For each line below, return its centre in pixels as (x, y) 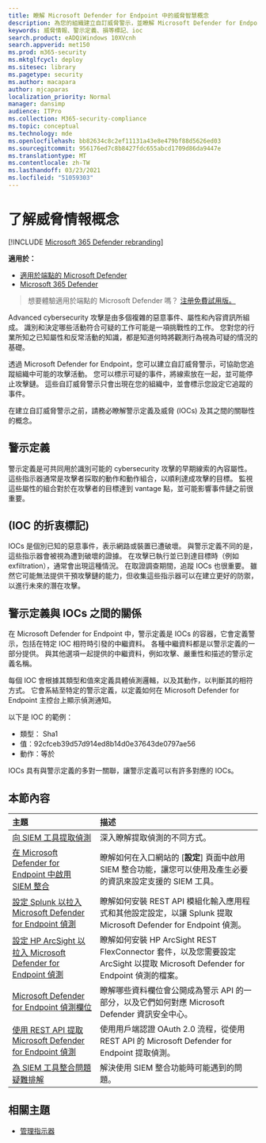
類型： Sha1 (38, 734)
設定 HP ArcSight (44, 941)
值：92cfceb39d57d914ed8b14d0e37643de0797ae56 (108, 744)
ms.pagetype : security (46, 75)
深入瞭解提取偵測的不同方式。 (156, 838)
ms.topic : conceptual (44, 126)
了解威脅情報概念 (64, 220)
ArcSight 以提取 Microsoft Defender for (173, 964)
